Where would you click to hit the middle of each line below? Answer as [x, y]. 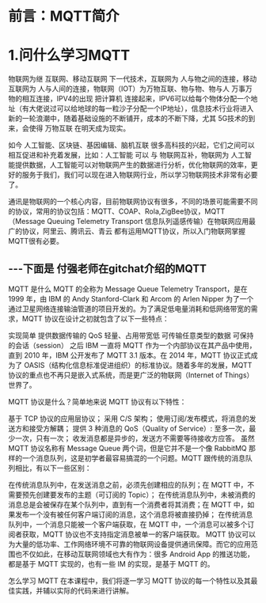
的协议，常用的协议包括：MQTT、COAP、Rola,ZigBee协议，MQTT [117, 211]
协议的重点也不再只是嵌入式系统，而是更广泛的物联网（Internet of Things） [131, 375]
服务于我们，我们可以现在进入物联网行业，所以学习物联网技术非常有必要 [140, 175]
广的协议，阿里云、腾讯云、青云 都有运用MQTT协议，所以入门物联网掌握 [127, 231]
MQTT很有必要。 [36, 241]
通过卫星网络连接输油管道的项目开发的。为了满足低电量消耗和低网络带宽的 [129, 309]
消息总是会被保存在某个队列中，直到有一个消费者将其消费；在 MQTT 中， [128, 504]
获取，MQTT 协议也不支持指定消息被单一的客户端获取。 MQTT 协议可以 [139, 534]
